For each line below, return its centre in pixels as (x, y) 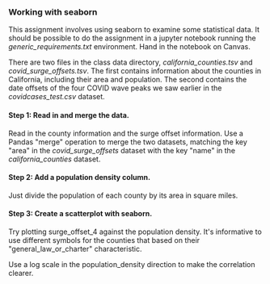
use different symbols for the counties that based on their (104, 240)
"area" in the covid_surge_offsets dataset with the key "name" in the (122, 150)
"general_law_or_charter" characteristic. (76, 248)
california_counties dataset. (55, 159)
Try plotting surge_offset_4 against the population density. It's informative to (135, 232)
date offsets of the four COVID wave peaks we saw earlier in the (115, 88)
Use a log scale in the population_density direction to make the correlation (132, 264)
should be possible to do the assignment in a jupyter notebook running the (132, 38)
